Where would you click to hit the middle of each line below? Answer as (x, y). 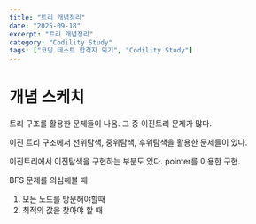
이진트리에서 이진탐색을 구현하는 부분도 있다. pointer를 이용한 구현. (125, 162)
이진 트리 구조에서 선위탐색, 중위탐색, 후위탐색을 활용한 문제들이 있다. (128, 142)
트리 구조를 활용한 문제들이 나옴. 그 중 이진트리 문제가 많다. (111, 124)
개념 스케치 (47, 97)
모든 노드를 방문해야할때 (64, 199)
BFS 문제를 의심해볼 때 (49, 180)
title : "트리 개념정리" (47, 17)
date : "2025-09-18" (45, 26)
